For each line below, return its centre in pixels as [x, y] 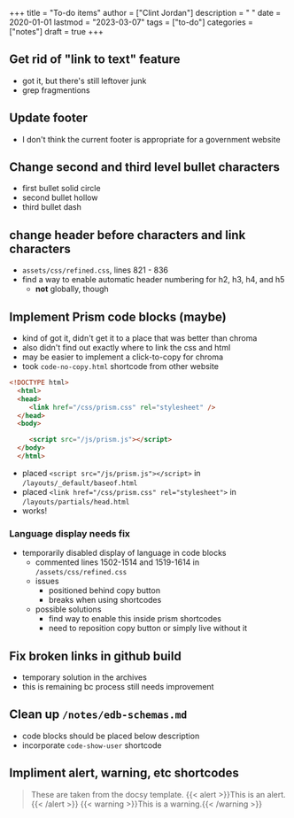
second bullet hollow [60, 197]
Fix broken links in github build [95, 656]
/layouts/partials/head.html [76, 502]
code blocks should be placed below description [111, 736]
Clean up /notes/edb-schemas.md [98, 715]
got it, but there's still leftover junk [84, 81]
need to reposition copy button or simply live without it [148, 629]
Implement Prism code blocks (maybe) [118, 316]
